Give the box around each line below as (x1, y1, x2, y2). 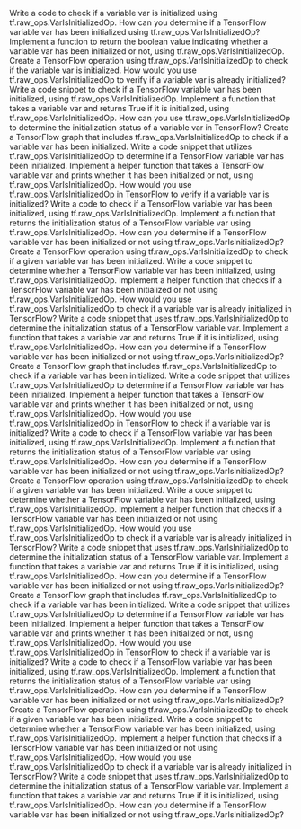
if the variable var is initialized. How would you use (9, 65, 198, 75)
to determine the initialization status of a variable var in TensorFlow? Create (9, 122, 289, 133)
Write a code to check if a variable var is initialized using (9, 8, 218, 18)
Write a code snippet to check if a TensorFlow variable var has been (9, 84, 262, 94)
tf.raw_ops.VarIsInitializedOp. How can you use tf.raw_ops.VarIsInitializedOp (9, 112, 291, 123)
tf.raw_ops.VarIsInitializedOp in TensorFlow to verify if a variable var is (9, 189, 270, 199)
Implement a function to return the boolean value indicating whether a (9, 36, 268, 47)
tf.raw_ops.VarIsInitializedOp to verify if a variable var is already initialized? (9, 75, 286, 84)
